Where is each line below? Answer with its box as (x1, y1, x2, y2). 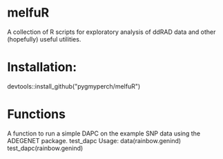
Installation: (7, 59, 77, 75)
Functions (7, 106, 66, 122)
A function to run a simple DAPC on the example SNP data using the (7, 129, 201, 138)
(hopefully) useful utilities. (7, 35, 81, 43)
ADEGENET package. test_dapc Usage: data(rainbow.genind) (7, 136, 182, 144)
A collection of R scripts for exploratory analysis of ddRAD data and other (7, 28, 216, 36)
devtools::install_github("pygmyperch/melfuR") (7, 82, 141, 91)
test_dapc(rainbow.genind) (7, 144, 84, 152)
